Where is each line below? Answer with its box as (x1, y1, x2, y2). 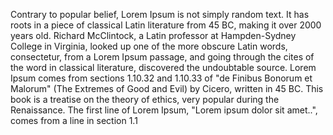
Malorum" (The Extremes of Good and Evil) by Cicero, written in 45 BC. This (10, 83, 324, 94)
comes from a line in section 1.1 (10, 115, 138, 126)
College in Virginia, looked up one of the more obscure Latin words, (10, 40, 288, 52)
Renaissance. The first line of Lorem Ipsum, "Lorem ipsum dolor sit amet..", (10, 104, 318, 116)
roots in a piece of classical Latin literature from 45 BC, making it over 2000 (10, 19, 322, 31)
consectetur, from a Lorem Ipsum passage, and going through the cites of (10, 51, 315, 63)
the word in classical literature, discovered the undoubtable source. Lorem (10, 62, 317, 73)
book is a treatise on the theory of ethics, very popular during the (10, 94, 280, 105)
